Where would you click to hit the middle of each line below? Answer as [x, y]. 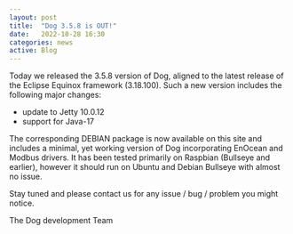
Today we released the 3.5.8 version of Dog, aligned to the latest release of [146, 76]
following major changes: [55, 95]
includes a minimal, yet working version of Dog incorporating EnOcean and [146, 149]
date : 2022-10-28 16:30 [57, 34]
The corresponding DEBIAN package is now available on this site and [136, 139]
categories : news [41, 42]
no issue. [26, 177]
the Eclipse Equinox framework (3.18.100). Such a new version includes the [146, 85]
